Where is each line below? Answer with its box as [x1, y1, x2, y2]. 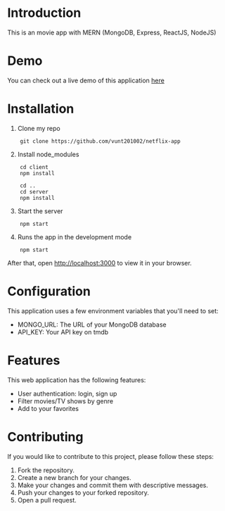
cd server [20, 188, 49, 195]
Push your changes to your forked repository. [17, 488, 150, 497]
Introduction [7, 5, 82, 21]
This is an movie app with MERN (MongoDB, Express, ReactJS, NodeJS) [7, 28, 217, 37]
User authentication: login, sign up [17, 389, 117, 398]
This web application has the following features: [7, 375, 146, 384]
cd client [20, 163, 49, 170]
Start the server [17, 206, 63, 215]
